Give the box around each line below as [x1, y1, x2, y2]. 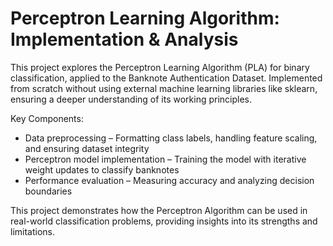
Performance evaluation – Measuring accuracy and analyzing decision [24, 174, 315, 186]
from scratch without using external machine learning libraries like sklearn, [10, 82, 318, 94]
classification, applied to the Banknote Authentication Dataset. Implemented [10, 72, 323, 84]
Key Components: [10, 112, 84, 124]
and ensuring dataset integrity [24, 142, 150, 154]
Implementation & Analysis [10, 28, 239, 51]
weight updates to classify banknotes [24, 163, 180, 176]
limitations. [10, 225, 56, 237]
